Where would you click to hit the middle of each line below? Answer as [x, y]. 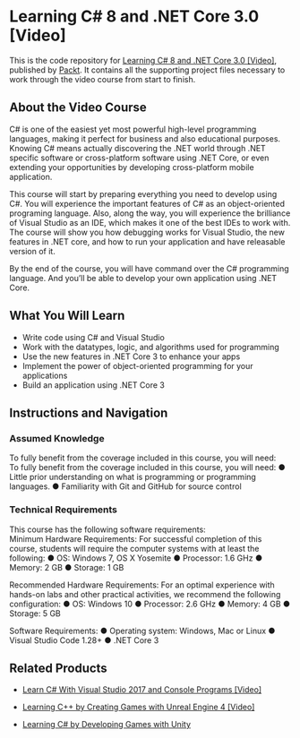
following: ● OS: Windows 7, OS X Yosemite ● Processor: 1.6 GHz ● [136, 558]
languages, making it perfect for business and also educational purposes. [145, 138]
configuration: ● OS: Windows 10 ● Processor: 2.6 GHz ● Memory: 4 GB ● [150, 604]
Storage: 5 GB [35, 613]
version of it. [32, 251]
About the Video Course [78, 108]
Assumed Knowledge [57, 438]
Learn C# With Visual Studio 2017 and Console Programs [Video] [142, 690]
